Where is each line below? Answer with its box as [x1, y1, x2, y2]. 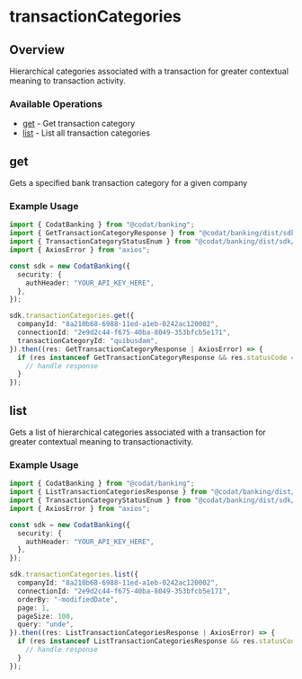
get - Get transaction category [22, 119, 136, 129]
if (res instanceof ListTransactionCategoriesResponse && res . [17, 637, 259, 646]
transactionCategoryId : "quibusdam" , [17, 336, 159, 345]
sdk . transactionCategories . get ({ [9, 312, 135, 321]
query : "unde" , [17, 620, 75, 630]
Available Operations [9, 97, 103, 110]
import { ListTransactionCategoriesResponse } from [9, 488, 207, 497]
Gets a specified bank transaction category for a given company [9, 178, 248, 189]
